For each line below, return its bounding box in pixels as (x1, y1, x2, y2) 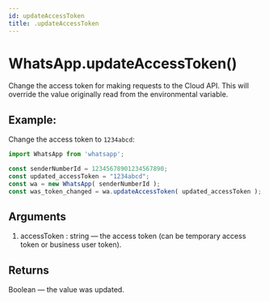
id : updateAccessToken (8, 11, 85, 20)
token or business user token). (19, 240, 122, 249)
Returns (8, 263, 50, 277)
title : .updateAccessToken (8, 19, 99, 28)
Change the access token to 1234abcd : (8, 134, 135, 144)
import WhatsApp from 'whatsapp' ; (8, 151, 125, 159)
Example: (8, 113, 57, 126)
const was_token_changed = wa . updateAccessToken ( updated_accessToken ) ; (8, 187, 263, 195)
